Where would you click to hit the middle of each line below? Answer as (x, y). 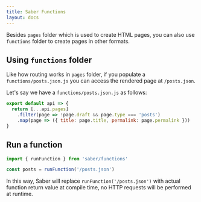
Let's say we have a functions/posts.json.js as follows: (77, 93)
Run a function (34, 145)
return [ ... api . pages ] (40, 109)
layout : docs (23, 17)
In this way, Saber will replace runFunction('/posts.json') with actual (94, 181)
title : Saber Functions (36, 12)
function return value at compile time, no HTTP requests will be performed (99, 188)
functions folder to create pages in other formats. (68, 41)
